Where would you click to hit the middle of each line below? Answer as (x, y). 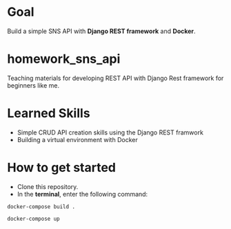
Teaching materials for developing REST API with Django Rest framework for (115, 78)
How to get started (61, 168)
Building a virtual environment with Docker (77, 139)
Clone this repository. (48, 186)
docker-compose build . (41, 207)
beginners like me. (33, 85)
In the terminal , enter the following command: (82, 194)
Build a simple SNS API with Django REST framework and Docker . (101, 31)
